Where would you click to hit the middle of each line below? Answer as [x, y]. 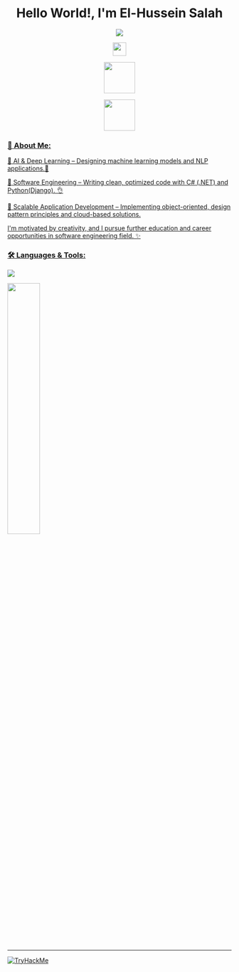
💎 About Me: [29, 145]
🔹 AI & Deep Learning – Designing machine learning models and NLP [108, 161]
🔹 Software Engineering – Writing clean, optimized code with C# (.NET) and [118, 183]
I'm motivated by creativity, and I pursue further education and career [110, 228]
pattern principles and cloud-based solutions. [74, 215]
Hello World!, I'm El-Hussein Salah [119, 13]
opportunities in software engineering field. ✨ [74, 236]
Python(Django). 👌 [36, 190]
